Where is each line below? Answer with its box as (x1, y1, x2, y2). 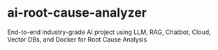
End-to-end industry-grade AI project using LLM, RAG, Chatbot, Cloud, (7, 28, 211, 36)
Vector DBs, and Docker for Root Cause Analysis (7, 35, 147, 43)
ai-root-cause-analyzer (7, 5, 147, 21)
